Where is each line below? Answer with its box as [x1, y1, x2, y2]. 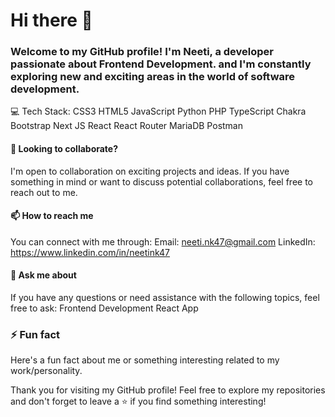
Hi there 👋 [10, 9, 93, 32]
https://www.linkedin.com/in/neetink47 [10, 246, 171, 258]
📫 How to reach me [10, 210, 94, 222]
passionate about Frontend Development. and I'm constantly [10, 57, 312, 71]
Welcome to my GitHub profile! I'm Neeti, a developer [10, 45, 274, 59]
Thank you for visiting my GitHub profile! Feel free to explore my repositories [10, 384, 326, 396]
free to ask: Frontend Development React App [10, 302, 199, 314]
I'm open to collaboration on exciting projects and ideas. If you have [10, 165, 290, 177]
